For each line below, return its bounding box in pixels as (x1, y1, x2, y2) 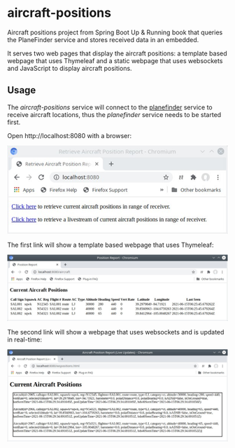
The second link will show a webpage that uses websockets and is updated (7, 328, 225, 337)
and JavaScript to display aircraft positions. (7, 64, 132, 72)
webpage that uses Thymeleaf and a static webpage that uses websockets (7, 56, 223, 65)
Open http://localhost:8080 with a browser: (7, 131, 132, 140)
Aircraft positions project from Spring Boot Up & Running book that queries (7, 28, 223, 36)
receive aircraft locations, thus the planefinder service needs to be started (7, 110, 222, 118)
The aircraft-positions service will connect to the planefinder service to (7, 103, 213, 111)
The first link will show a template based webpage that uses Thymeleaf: (7, 240, 215, 249)
